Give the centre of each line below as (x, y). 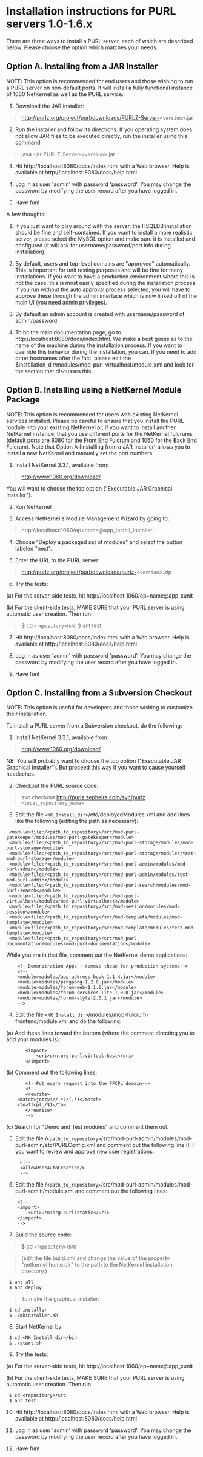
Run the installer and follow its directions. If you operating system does (104, 129)
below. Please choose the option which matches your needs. (82, 47)
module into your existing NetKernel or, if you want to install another (91, 427)
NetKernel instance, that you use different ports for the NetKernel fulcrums (99, 433)
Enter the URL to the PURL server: (57, 560)
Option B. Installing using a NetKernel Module (94, 390)
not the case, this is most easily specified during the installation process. (106, 283)
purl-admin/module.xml (44, 1191)
